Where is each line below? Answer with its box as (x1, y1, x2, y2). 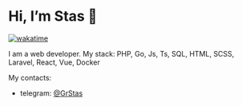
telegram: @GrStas (19, 88, 83, 98)
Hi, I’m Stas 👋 (8, 7, 98, 26)
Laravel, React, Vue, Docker (8, 57, 100, 67)
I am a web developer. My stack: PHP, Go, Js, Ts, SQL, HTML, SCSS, (8, 49, 235, 58)
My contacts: (8, 73, 52, 82)
